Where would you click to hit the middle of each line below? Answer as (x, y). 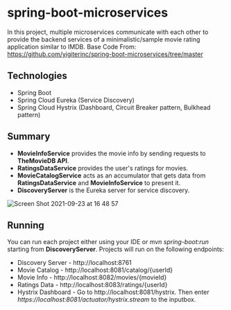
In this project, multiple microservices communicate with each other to (108, 32)
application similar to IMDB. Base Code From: (72, 46)
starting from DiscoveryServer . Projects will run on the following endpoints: (115, 249)
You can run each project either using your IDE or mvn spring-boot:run (108, 242)
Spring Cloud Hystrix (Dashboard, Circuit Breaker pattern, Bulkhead (114, 107)
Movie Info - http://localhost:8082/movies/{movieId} (92, 277)
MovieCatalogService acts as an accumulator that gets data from (111, 175)
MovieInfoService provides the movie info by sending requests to (111, 153)
